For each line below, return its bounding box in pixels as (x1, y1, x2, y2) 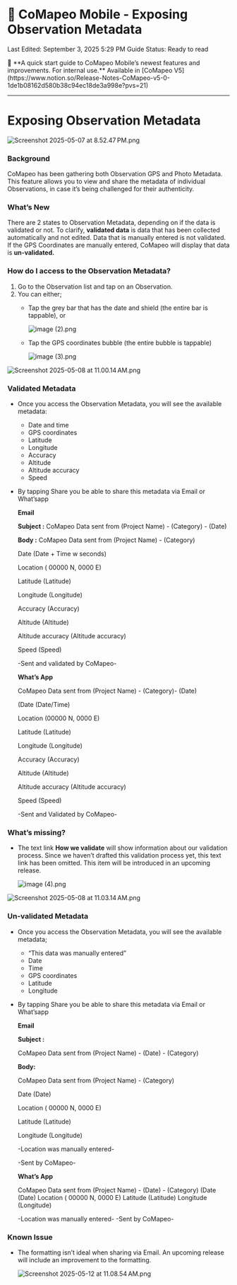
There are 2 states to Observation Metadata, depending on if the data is (7, 219, 216, 227)
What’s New (7, 202, 50, 212)
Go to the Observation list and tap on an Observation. (17, 282, 173, 291)
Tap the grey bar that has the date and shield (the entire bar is (28, 304, 208, 312)
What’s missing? (7, 827, 66, 837)
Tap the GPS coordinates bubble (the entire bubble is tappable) (28, 338, 212, 347)
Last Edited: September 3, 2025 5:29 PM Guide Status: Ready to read (7, 45, 209, 53)
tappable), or (28, 311, 66, 319)
